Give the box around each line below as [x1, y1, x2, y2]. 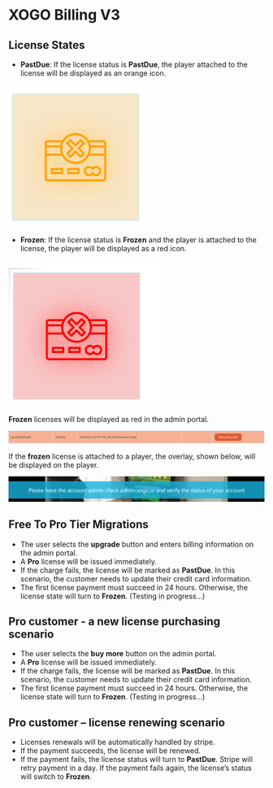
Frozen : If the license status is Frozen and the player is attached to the [19, 235, 258, 245]
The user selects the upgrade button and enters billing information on [19, 539, 254, 549]
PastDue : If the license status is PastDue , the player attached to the [19, 59, 248, 69]
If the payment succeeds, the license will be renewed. [19, 746, 201, 755]
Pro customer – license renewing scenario [8, 716, 226, 729]
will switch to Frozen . [19, 772, 92, 781]
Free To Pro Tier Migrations [8, 518, 149, 532]
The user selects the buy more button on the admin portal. [19, 649, 217, 659]
